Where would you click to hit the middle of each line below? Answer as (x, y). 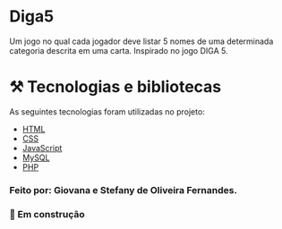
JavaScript (42, 148)
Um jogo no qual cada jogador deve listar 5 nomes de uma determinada (141, 41)
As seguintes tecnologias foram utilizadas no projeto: (107, 111)
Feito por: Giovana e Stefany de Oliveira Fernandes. (123, 190)
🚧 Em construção (47, 214)
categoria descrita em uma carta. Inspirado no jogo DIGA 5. (119, 50)
